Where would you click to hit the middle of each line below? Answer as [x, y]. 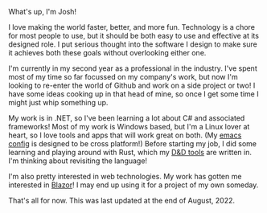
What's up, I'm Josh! [43, 12]
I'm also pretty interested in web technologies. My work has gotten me [125, 176]
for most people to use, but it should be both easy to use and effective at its [134, 36]
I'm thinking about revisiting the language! [78, 161]
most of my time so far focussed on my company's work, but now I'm [123, 77]
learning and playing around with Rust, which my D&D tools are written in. [130, 152]
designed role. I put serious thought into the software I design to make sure [133, 44]
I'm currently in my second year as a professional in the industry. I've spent [133, 68]
